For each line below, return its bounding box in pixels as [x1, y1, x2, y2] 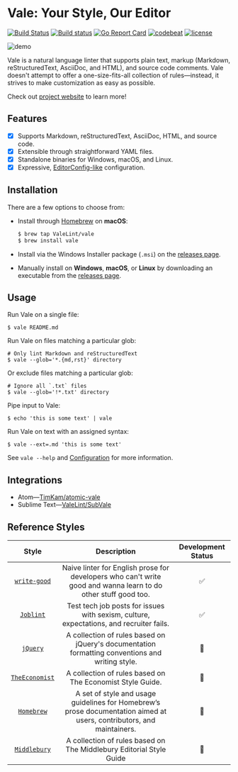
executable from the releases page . [17, 271, 122, 279]
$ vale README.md [7, 324, 59, 331]
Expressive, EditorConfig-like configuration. [17, 163, 145, 172]
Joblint [20, 611, 46, 618]
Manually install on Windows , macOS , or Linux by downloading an [17, 264, 213, 272]
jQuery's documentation [75, 639, 157, 649]
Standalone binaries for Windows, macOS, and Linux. [17, 155, 174, 164]
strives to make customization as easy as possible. [7, 78, 156, 86]
